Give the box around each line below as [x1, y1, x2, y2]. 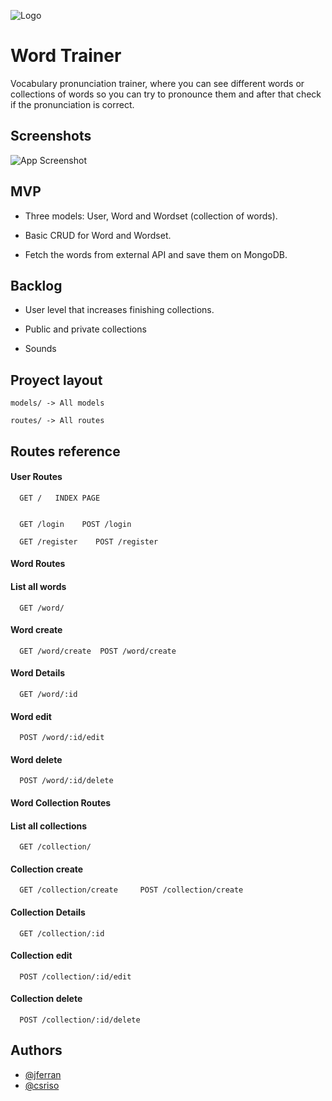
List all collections [10, 820, 88, 832]
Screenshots [10, 128, 92, 145]
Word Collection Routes [10, 796, 112, 809]
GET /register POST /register [19, 536, 159, 547]
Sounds [24, 343, 57, 355]
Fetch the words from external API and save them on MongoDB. [24, 248, 288, 260]
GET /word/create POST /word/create [19, 646, 177, 656]
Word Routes [10, 558, 66, 570]
